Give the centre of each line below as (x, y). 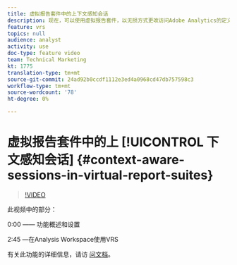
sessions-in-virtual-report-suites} (110, 175)
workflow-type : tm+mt (39, 86)
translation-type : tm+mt (44, 73)
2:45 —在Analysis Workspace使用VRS (63, 239)
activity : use (28, 47)
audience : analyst (34, 40)
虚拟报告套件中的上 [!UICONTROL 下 (113, 142)
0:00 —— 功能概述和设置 (44, 224)
